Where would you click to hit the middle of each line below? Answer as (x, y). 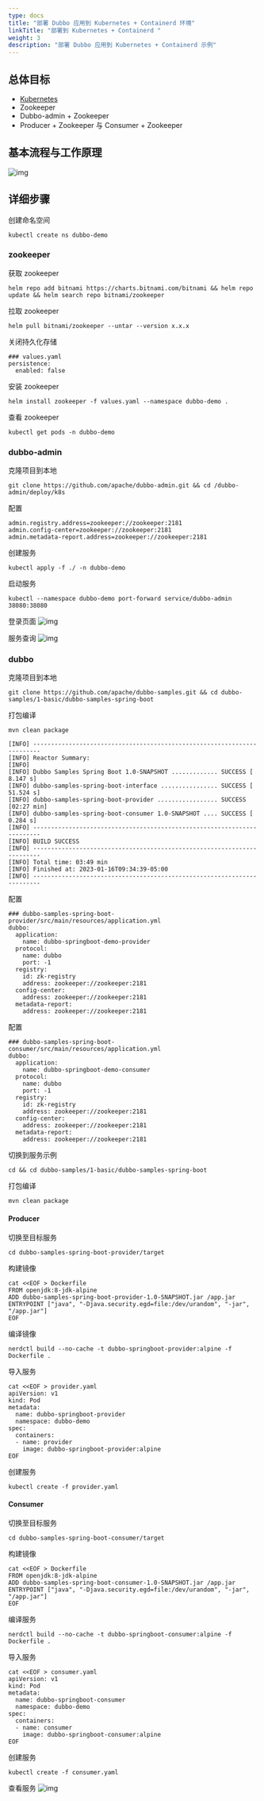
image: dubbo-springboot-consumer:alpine (92, 1734)
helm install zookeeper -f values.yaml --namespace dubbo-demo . (118, 401)
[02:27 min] (28, 807)
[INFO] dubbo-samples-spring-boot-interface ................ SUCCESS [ (131, 786)
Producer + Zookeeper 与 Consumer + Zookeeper (101, 125)
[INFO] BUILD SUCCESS (44, 842)
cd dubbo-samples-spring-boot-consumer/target (86, 1538)
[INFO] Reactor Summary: (49, 758)
